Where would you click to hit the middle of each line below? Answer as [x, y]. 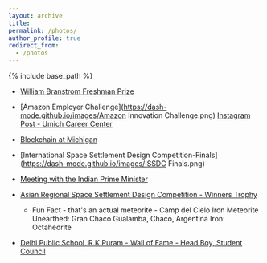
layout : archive [35, 16]
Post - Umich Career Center [66, 124]
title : [19, 23]
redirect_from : [34, 46]
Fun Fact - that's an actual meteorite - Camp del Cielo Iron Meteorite [145, 210]
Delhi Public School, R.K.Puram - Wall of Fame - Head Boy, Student [131, 243]
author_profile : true [45, 38]
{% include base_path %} [51, 76]
